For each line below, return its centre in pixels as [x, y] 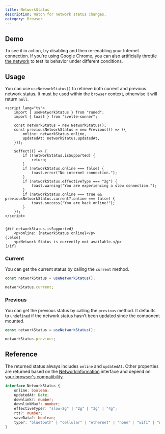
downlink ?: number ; [34, 399]
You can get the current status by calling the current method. [67, 269]
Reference [21, 354]
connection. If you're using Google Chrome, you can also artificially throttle [81, 56]
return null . [17, 99]
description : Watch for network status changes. [56, 14]
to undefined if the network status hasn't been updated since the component [82, 316]
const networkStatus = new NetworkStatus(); [60, 125]
